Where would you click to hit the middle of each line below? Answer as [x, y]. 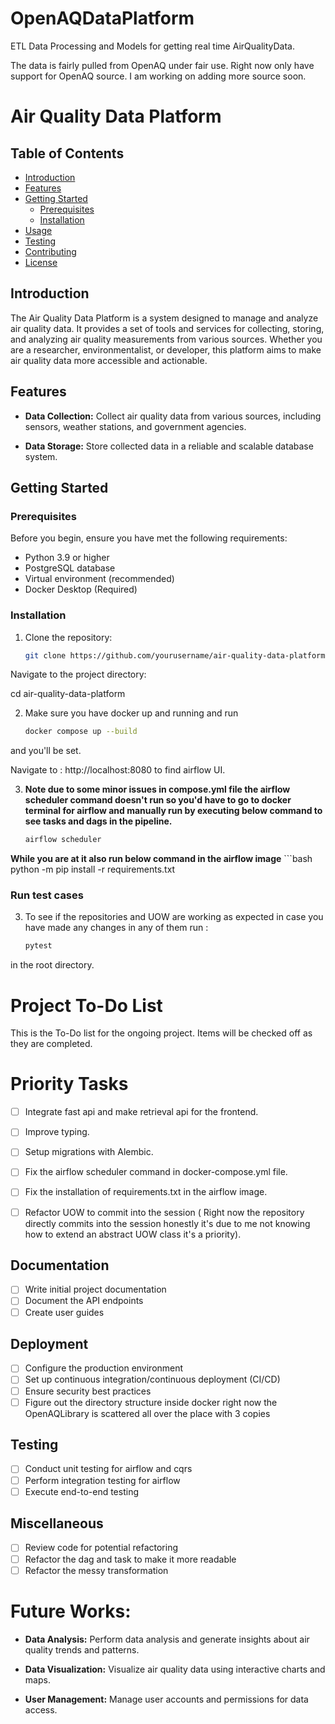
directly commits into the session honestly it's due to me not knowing [167, 1223]
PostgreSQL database [70, 568]
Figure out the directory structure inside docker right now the [151, 1402]
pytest [38, 946]
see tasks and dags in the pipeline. [98, 821]
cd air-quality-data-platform [68, 694]
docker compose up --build [81, 732]
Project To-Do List [86, 1005]
